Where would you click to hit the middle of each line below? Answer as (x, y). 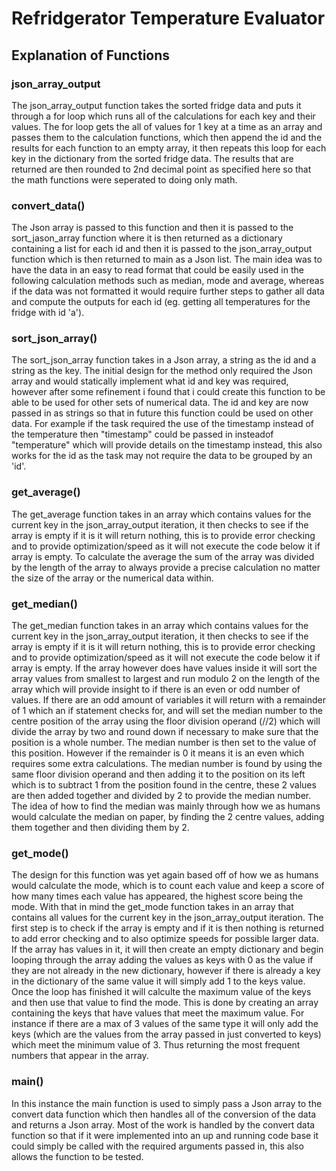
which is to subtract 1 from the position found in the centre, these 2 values (164, 785)
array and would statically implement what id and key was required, (150, 381)
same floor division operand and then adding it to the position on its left (158, 774)
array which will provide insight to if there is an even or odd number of (156, 689)
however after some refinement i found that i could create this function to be (168, 392)
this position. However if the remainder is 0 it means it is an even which (158, 753)
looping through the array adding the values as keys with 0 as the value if (162, 960)
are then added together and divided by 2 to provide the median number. (161, 796)
